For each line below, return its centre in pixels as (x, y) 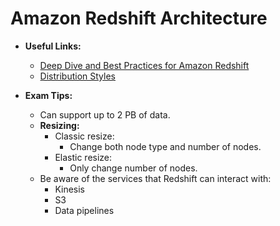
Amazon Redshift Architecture (139, 18)
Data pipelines (84, 210)
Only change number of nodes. (133, 168)
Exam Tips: (48, 95)
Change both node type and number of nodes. (165, 146)
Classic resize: (84, 136)
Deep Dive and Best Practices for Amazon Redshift (144, 65)
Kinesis (70, 189)
